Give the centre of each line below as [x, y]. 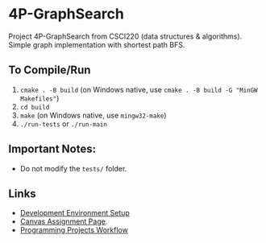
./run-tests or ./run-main [63, 124]
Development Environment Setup [75, 213]
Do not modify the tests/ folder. [73, 168]
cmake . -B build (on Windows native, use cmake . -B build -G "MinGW [139, 89]
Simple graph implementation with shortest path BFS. [97, 44]
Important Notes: [52, 149]
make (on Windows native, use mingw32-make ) [93, 115]
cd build [35, 107]
